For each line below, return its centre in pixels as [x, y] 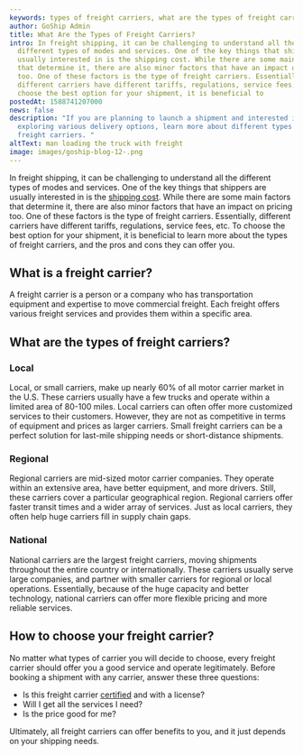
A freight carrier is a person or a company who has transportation [131, 295]
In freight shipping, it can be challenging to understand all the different [140, 178]
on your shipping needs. [55, 741]
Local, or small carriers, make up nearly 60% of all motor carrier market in [147, 388]
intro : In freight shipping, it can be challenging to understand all [145, 43]
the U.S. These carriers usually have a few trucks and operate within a [140, 397]
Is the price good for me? [69, 714]
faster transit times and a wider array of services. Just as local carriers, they [151, 507]
